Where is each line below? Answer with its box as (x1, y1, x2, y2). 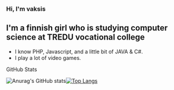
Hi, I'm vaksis (6, 5, 46, 13)
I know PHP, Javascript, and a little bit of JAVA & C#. (14, 48, 143, 55)
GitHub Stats (6, 66, 37, 73)
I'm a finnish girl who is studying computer (6, 23, 168, 33)
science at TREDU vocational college (6, 32, 145, 43)
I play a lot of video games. (14, 54, 81, 61)
